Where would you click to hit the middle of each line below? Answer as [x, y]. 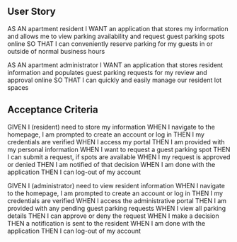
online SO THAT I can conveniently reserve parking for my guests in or [110, 44]
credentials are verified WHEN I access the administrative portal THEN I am [117, 200]
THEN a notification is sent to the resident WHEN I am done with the [106, 223]
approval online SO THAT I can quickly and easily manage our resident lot [115, 80]
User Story [31, 12]
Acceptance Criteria [53, 110]
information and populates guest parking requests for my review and [107, 72]
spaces [18, 87]
